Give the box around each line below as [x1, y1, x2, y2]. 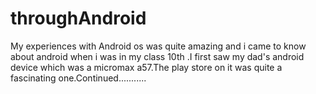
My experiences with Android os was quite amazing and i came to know [10, 40, 307, 52]
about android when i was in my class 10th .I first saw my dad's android [10, 50, 305, 62]
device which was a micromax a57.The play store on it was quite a [10, 61, 283, 73]
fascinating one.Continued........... [10, 72, 147, 84]
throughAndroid [10, 7, 147, 30]
